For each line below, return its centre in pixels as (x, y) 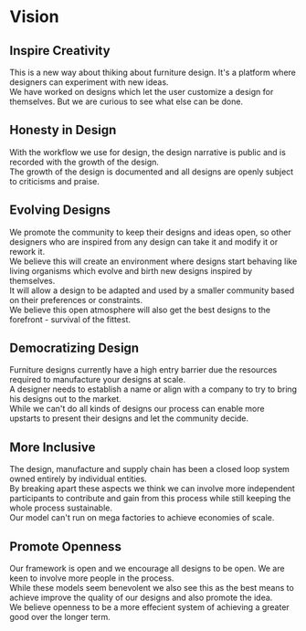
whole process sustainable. (61, 508)
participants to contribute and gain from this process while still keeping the (150, 499)
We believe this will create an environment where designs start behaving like (153, 261)
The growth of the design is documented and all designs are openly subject (152, 172)
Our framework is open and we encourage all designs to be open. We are (147, 569)
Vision (34, 17)
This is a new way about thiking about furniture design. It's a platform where (153, 72)
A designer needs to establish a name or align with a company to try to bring (153, 389)
